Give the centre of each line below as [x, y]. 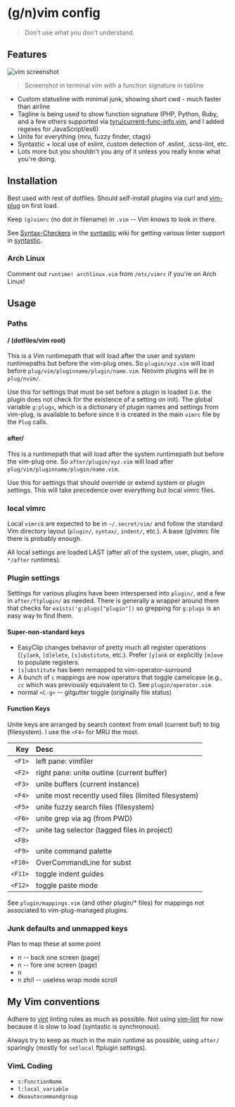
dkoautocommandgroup [47, 1096]
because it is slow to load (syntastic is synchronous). [84, 1026]
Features [27, 55]
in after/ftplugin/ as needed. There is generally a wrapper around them [113, 601]
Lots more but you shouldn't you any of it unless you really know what [119, 151]
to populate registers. [49, 662]
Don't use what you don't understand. [80, 32]
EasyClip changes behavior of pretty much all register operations [112, 648]
